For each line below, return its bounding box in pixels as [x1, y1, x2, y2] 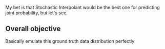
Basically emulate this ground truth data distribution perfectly [5, 38, 135, 44]
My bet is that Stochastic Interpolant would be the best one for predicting [5, 5, 160, 10]
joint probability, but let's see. [5, 10, 68, 16]
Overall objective [5, 24, 61, 33]
